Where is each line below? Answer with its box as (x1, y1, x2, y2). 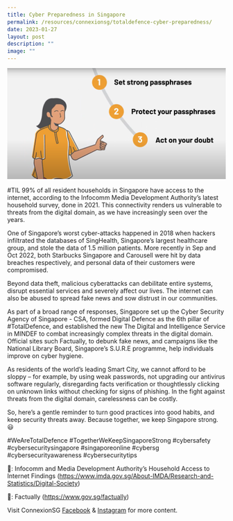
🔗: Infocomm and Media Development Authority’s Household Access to (7, 465, 210, 473)
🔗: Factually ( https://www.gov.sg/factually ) (7, 493, 130, 501)
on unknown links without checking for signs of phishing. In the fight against (7, 387, 225, 395)
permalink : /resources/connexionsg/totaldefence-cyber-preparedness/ (7, 18, 213, 26)
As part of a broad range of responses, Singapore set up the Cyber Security (7, 307, 224, 316)
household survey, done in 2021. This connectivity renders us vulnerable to (7, 201, 222, 210)
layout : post (7, 33, 45, 40)
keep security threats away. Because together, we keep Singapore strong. (7, 416, 218, 424)
